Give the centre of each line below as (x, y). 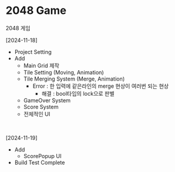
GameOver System (47, 100)
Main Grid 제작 (41, 65)
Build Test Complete (40, 162)
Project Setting (33, 51)
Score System (41, 107)
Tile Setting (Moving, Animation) (64, 72)
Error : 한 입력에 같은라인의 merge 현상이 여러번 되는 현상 (101, 86)
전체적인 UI (37, 114)
